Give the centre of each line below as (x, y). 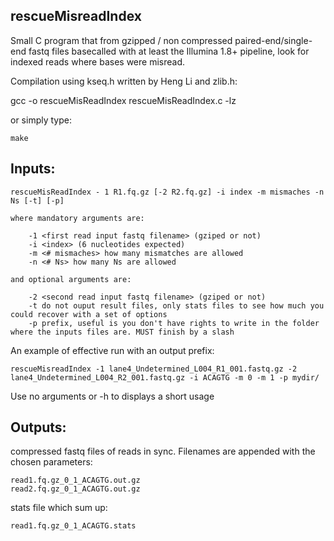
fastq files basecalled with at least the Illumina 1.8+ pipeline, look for (169, 51)
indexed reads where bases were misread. (98, 61)
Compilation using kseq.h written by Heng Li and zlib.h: (124, 81)
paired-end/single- (273, 40)
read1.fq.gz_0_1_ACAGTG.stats (73, 526)
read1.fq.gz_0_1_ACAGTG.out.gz (75, 480)
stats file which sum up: (59, 508)
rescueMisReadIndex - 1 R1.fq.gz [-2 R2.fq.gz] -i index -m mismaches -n (167, 192)
